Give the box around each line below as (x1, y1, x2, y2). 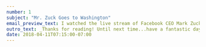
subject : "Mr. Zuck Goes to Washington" (6, 15, 112, 21)
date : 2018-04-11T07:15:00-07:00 (6, 32, 92, 38)
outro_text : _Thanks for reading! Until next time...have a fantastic (6, 26, 191, 32)
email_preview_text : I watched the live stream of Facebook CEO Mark (6, 20, 188, 26)
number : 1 (6, 9, 32, 15)
